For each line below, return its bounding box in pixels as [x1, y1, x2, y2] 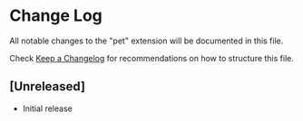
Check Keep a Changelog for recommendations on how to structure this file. [9, 52, 295, 63]
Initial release [22, 103, 73, 114]
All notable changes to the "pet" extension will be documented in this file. [9, 35, 284, 46]
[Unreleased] [9, 79, 86, 95]
